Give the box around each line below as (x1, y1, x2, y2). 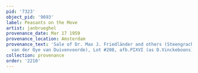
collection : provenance (6, 52, 65, 58)
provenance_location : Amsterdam (6, 36, 85, 42)
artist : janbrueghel (6, 25, 57, 31)
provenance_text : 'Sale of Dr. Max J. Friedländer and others (6, 42, 162, 48)
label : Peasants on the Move (6, 19, 78, 25)
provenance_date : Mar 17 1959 (6, 31, 81, 36)
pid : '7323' (6, 8, 35, 15)
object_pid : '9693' (6, 14, 54, 20)
